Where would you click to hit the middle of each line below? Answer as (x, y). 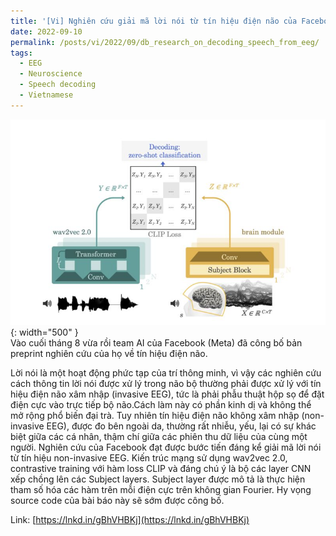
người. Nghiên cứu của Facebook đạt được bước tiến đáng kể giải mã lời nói (166, 447)
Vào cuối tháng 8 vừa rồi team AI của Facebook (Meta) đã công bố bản (156, 343)
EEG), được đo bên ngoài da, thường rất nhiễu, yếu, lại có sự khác (181, 426)
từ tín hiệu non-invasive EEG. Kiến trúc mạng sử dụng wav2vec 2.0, (149, 458)
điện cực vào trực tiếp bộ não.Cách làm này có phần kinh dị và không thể (161, 405)
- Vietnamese (46, 95)
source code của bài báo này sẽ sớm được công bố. (117, 501)
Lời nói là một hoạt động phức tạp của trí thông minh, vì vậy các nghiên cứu (166, 373)
